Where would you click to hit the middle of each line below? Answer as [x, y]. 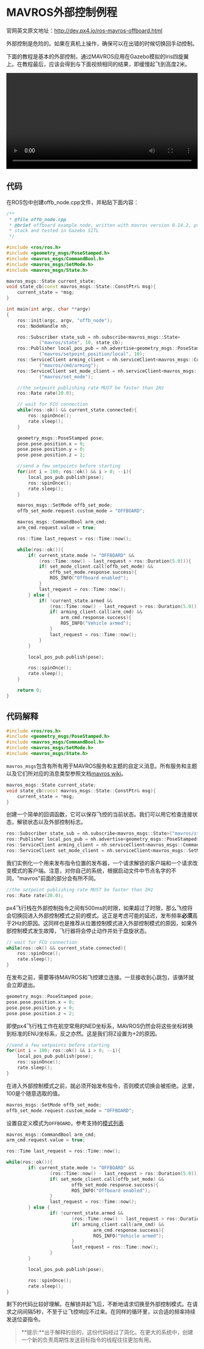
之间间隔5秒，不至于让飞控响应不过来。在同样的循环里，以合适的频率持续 [104, 1312]
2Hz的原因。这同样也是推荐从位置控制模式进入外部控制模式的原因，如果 [102, 923]
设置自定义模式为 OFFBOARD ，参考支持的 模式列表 [65, 1123]
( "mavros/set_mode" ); [66, 377]
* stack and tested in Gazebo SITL [54, 231]
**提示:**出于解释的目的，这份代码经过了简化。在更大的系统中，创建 [107, 1333]
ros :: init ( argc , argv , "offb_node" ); [65, 320]
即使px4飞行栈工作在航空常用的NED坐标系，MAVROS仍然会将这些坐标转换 [100, 1026]
